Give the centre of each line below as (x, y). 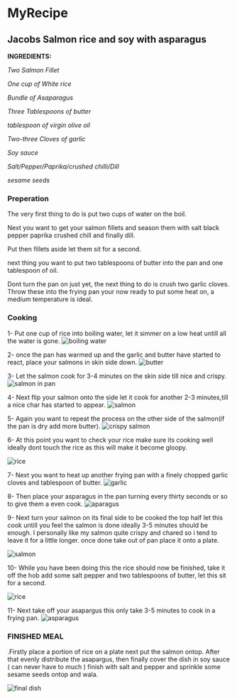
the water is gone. (34, 341)
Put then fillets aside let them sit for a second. (75, 249)
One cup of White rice (40, 84)
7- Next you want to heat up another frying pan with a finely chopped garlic (118, 475)
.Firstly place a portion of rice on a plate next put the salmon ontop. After (114, 651)
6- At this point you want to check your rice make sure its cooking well (110, 440)
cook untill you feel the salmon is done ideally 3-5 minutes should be (108, 525)
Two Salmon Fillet (33, 70)
